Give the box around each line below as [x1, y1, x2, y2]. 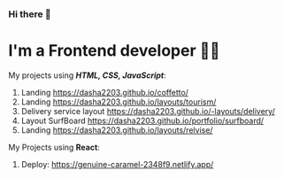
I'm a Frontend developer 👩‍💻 [8, 41, 220, 61]
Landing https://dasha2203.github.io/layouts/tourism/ [20, 97, 217, 107]
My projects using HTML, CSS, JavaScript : [8, 70, 166, 81]
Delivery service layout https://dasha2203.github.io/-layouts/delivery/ [20, 105, 275, 116]
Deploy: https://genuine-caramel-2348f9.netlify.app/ [20, 159, 214, 169]
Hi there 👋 [8, 8, 52, 20]
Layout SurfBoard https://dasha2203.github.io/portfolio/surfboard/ [20, 115, 265, 126]
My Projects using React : [8, 142, 101, 152]
